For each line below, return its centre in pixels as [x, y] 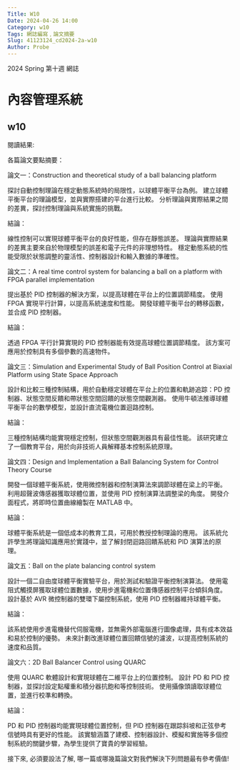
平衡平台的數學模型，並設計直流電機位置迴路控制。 [82, 407]
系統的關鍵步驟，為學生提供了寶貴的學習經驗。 [82, 743]
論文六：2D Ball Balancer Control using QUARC [77, 662]
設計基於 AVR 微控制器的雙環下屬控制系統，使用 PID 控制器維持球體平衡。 [116, 599]
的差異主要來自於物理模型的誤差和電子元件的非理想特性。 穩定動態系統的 [115, 247]
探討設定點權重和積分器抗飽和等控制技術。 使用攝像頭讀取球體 [124, 686]
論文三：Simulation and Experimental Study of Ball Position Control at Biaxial [120, 366]
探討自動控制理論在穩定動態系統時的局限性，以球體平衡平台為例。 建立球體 [118, 190]
